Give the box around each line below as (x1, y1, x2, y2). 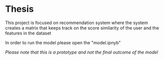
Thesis (5, 3, 34, 15)
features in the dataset (5, 30, 51, 36)
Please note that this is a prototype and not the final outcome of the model (5, 49, 158, 55)
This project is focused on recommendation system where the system (5, 20, 148, 26)
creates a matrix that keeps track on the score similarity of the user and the (5, 25, 159, 30)
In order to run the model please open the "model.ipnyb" (5, 39, 121, 45)
